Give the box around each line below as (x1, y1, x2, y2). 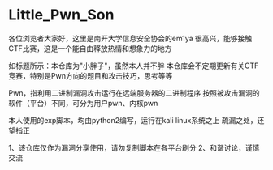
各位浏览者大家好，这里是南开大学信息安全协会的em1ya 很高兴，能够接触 (8, 33, 253, 43)
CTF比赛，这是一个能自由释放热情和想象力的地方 (8, 43, 172, 53)
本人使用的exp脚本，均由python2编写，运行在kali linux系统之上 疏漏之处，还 (8, 115, 265, 125)
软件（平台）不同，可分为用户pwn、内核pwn (8, 98, 158, 108)
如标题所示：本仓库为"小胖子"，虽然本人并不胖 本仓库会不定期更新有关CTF (8, 61, 259, 70)
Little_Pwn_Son (8, 6, 115, 24)
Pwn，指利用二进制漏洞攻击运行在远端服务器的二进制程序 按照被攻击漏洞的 (8, 87, 260, 98)
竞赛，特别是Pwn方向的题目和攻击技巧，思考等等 (8, 70, 173, 80)
